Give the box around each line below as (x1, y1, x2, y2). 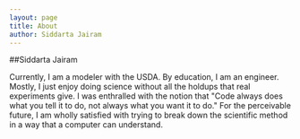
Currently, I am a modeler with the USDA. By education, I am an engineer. (9, 72, 279, 83)
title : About (9, 22, 58, 30)
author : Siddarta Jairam (9, 30, 102, 39)
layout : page (9, 13, 58, 22)
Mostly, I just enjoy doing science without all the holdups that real (9, 82, 251, 92)
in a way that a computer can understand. (9, 119, 164, 130)
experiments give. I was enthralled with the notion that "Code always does (9, 91, 284, 101)
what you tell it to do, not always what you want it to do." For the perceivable (9, 100, 291, 111)
